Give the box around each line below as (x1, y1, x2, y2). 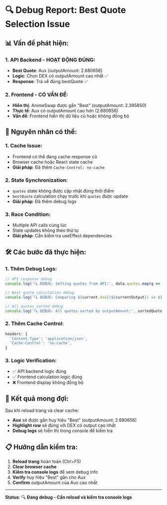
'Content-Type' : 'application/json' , (9, 336, 88, 341)
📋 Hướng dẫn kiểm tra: (5, 443, 78, 451)
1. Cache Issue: (5, 142, 43, 149)
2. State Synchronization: (5, 177, 68, 184)
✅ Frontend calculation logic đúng (12, 374, 83, 380)
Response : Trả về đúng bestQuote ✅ (12, 78, 88, 84)
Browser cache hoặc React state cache (12, 159, 93, 165)
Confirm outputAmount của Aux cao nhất (12, 480, 98, 486)
